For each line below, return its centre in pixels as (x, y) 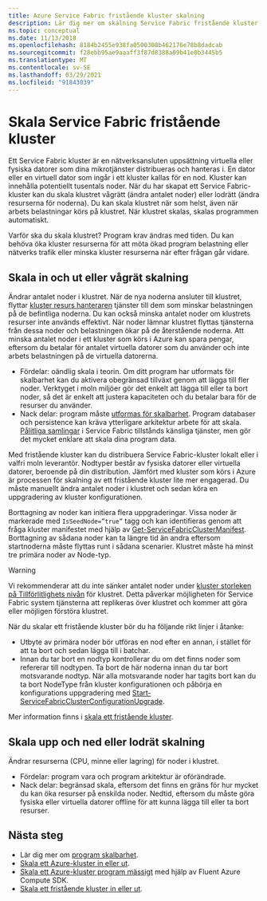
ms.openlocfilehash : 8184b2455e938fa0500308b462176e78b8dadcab (116, 45)
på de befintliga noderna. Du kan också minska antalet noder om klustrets (130, 314)
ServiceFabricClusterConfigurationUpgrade (91, 702)
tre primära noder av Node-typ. (60, 555)
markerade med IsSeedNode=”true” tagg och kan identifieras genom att (125, 521)
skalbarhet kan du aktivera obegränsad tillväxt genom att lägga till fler (134, 380)
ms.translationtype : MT (48, 61)
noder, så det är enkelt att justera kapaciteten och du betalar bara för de (138, 397)
